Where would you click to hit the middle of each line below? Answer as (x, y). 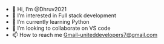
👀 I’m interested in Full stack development (64, 15)
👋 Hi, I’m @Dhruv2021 (39, 9)
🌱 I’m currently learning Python (51, 22)
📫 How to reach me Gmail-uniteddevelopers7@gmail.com (85, 35)
